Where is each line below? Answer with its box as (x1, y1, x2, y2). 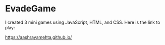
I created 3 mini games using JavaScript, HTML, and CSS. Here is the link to (5, 19, 160, 25)
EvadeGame (5, 3, 56, 14)
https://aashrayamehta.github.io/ (5, 34, 72, 40)
